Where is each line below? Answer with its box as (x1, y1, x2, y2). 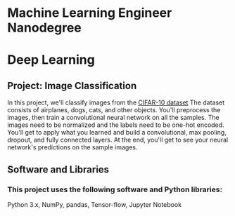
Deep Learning (7, 52, 95, 68)
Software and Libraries (7, 163, 110, 175)
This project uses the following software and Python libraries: (7, 184, 223, 194)
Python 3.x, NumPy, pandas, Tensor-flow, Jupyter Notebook (7, 200, 182, 208)
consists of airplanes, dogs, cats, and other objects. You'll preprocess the (7, 106, 221, 114)
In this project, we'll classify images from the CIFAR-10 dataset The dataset (7, 98, 225, 107)
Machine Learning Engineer (7, 5, 172, 21)
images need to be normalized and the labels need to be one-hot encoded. (7, 121, 224, 129)
